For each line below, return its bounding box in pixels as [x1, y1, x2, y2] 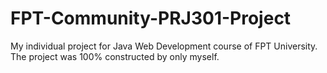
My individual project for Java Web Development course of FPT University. [10, 40, 318, 52]
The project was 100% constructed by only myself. [10, 50, 220, 62]
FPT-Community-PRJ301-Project [10, 7, 292, 30]
